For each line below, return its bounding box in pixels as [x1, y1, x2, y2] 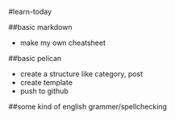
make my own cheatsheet [19, 38, 106, 47]
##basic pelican [8, 54, 62, 63]
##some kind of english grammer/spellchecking [8, 102, 168, 111]
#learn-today [8, 7, 52, 16]
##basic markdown [8, 23, 73, 31]
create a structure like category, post [19, 69, 144, 79]
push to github [19, 86, 69, 96]
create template [19, 78, 73, 87]
